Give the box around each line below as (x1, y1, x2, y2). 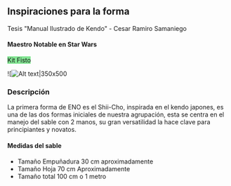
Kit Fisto (7, 56, 32, 65)
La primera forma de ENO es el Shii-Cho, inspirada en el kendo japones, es (7, 103, 224, 112)
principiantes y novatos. (7, 126, 77, 134)
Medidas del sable (7, 141, 62, 150)
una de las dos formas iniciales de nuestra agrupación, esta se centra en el (7, 110, 225, 119)
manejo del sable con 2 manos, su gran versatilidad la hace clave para (7, 118, 211, 126)
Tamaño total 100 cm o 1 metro (17, 172, 107, 180)
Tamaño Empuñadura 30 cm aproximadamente (17, 157, 154, 166)
